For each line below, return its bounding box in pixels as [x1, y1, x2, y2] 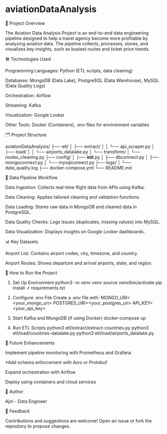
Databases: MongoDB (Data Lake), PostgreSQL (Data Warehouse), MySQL [5, 77, 159, 83]
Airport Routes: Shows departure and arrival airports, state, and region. [5, 260, 152, 266]
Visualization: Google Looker [5, 112, 65, 118]
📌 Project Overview [5, 20, 45, 26]
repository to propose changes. [5, 423, 70, 429]
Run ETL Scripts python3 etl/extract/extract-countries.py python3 [12, 324, 149, 330]
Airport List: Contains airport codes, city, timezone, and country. [5, 250, 138, 256]
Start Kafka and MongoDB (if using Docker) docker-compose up [12, 315, 146, 321]
